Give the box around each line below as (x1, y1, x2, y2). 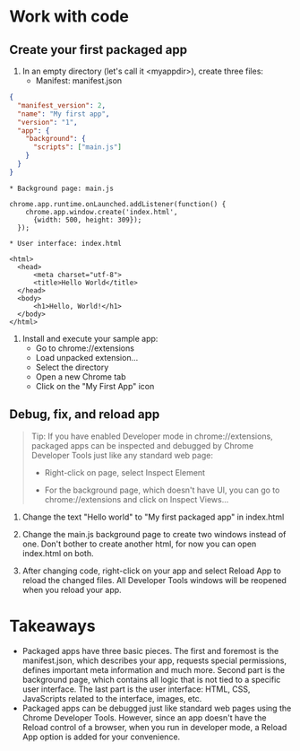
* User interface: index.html (9, 239, 123, 248)
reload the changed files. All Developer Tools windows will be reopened (21, 574, 287, 585)
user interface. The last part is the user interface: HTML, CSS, (21, 684, 251, 694)
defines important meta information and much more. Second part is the (21, 664, 286, 675)
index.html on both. (21, 547, 94, 558)
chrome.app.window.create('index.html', (25, 207, 178, 216)
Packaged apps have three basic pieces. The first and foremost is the (21, 645, 279, 656)
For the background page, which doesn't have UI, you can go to (44, 485, 280, 495)
